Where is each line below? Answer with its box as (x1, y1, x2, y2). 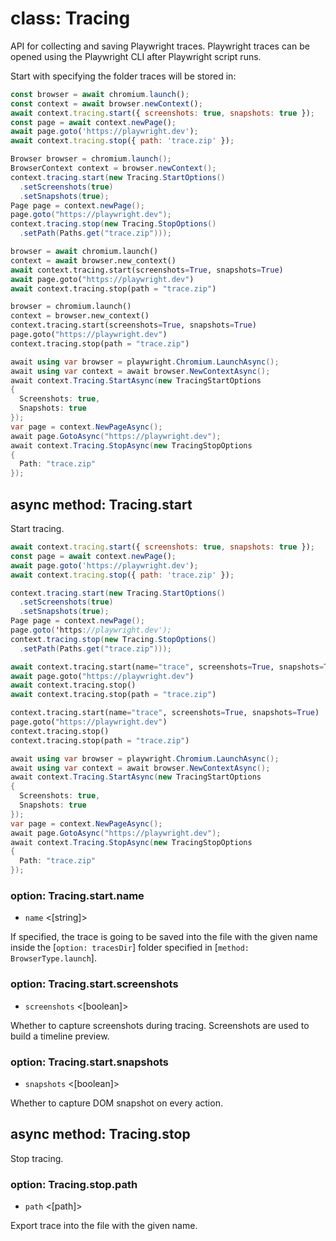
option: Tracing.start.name (10, 888, 145, 902)
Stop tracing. (10, 1152, 64, 1164)
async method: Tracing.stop (10, 1126, 191, 1143)
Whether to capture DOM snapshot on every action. (10, 1097, 223, 1109)
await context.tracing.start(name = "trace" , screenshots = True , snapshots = (10, 662, 325, 672)
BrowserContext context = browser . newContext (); (10, 163, 217, 174)
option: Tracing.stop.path (10, 1177, 138, 1191)
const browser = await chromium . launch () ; (10, 89, 190, 99)
